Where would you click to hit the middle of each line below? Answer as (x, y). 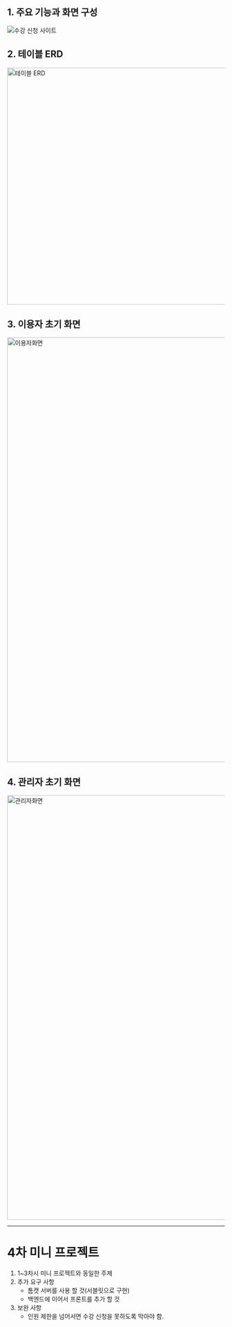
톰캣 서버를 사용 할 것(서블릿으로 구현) (78, 1290)
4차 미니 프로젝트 (53, 1253)
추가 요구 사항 (36, 1282)
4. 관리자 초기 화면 (44, 782)
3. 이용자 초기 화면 (44, 324)
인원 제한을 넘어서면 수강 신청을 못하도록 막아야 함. (96, 1317)
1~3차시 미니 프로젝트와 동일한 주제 (65, 1273)
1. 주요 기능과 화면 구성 (52, 12)
